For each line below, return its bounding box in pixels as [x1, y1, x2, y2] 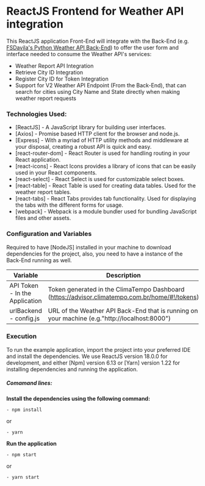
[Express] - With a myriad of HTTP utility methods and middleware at [15, 137, 189, 144]
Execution [6, 332, 37, 341]
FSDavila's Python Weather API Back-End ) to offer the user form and [6, 44, 179, 51]
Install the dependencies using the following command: [6, 395, 151, 402]
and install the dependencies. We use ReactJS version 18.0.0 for [6, 352, 168, 360]
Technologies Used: [6, 110, 67, 118]
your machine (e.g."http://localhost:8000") [48, 314, 171, 323]
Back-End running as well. [6, 256, 72, 263]
